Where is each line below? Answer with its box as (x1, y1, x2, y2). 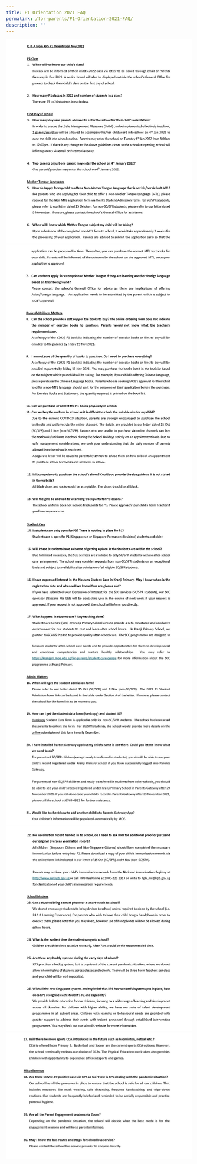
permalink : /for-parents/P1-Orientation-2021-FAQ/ (6, 15, 133, 22)
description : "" (6, 22, 46, 28)
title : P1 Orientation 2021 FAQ (6, 9, 86, 15)
